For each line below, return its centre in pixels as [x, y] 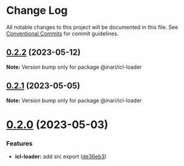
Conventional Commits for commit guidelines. [62, 33]
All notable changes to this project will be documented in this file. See [92, 27]
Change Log [37, 11]
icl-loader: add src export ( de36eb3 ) [61, 156]
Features [19, 143]
